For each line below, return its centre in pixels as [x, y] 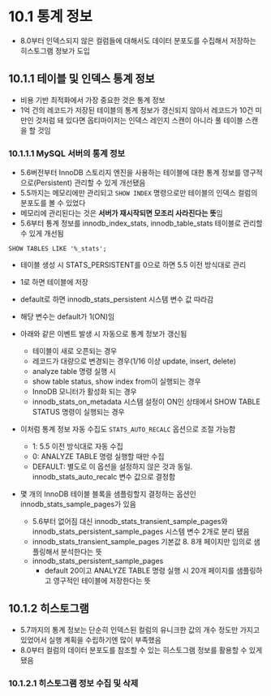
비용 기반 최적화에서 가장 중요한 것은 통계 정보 [92, 100]
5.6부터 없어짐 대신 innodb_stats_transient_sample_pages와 [130, 522]
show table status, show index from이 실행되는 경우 [116, 381]
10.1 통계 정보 [51, 17]
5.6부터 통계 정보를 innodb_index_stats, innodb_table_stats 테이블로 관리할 [141, 223]
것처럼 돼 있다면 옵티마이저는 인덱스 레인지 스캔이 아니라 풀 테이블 [139, 120]
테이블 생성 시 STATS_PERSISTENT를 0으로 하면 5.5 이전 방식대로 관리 [133, 265]
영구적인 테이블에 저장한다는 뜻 [102, 581]
